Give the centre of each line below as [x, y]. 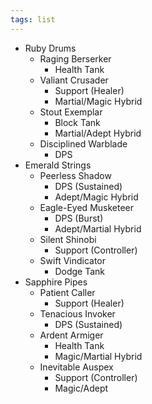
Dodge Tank [79, 271]
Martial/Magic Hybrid [98, 101]
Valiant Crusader [74, 80]
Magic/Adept [81, 388]
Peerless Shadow [75, 175]
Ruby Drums [50, 48]
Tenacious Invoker [77, 313]
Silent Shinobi [68, 239]
